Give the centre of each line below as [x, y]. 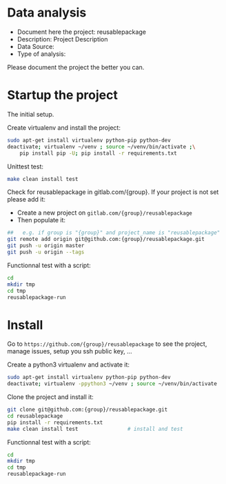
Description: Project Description [62, 39]
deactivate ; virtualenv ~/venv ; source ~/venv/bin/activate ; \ [101, 146]
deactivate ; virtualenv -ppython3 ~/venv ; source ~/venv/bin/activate [112, 384]
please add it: [27, 200]
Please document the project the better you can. [76, 67]
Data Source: [36, 46]
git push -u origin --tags [46, 252]
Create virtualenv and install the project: [64, 127]
